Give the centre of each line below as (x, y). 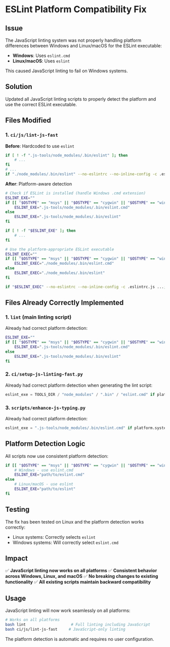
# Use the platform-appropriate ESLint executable (60, 249)
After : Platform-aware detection (39, 183)
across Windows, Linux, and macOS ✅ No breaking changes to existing (82, 576)
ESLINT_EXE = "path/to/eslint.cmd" (50, 475)
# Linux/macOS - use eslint (44, 484)
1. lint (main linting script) (38, 317)
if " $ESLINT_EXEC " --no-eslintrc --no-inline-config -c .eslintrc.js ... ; (86, 287)
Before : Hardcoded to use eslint (40, 146)
